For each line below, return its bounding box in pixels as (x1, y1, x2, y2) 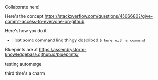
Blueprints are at (5, 47, 38, 52)
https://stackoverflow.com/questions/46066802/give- (44, 13, 153, 19)
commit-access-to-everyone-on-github (5, 19, 85, 24)
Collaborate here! (5, 4, 40, 10)
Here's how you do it (5, 28, 47, 33)
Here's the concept (5, 13, 44, 19)
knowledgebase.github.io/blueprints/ (5, 52, 79, 57)
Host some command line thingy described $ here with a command (12, 37, 145, 43)
